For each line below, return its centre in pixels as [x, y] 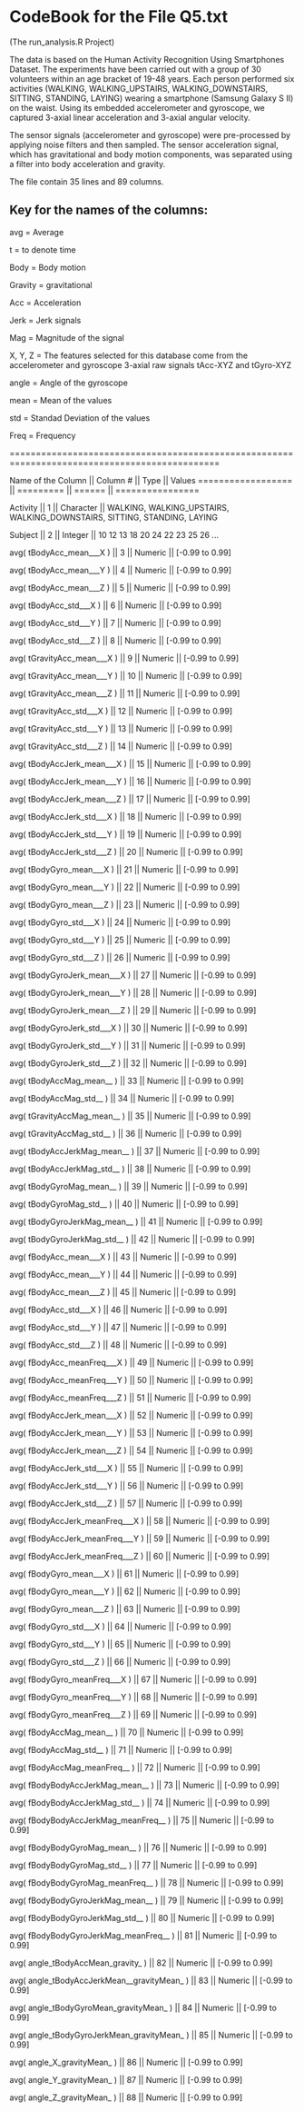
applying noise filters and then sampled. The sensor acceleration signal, [144, 144]
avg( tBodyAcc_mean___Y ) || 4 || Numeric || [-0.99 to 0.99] [121, 570]
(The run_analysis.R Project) [62, 42]
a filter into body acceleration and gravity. [88, 164]
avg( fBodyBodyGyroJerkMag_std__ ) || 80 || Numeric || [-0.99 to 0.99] [142, 1918]
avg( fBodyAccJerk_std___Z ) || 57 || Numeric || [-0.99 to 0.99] [126, 1503]
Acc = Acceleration [45, 303]
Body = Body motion [48, 267]
